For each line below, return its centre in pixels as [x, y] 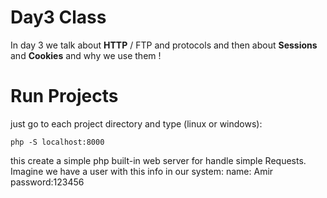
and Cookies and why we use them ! [86, 55]
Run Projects [64, 96]
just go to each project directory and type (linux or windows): [136, 123]
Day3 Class [58, 17]
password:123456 [47, 182]
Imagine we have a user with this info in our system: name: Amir [142, 171]
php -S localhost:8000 [57, 142]
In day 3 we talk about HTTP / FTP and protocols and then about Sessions [164, 45]
